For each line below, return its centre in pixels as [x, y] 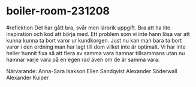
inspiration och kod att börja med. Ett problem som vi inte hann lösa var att [98, 34]
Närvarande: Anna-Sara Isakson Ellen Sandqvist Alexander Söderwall [92, 71]
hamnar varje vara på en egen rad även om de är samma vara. [83, 59]
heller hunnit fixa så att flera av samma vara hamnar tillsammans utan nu [96, 53]
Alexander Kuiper [28, 77]
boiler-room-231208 [58, 11]
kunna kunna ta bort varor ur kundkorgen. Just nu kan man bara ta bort [94, 40]
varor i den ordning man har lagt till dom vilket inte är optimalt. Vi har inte [96, 47]
